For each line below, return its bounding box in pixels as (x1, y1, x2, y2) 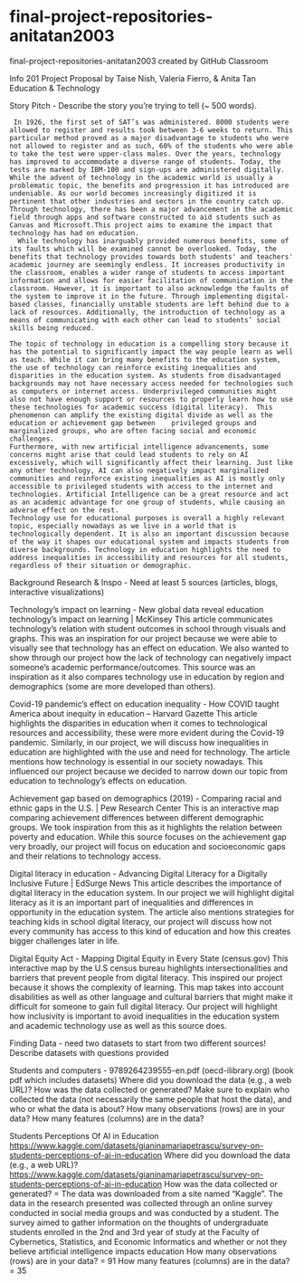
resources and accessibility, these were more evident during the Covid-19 (9, 727, 285, 738)
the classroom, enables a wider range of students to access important (9, 268, 285, 277)
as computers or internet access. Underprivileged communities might (9, 386, 278, 395)
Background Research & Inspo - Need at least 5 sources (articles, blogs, (9, 576, 279, 587)
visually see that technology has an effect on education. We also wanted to (9, 642, 290, 653)
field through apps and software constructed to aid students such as (9, 213, 281, 222)
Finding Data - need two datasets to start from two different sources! (9, 1038, 267, 1049)
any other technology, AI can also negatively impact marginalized (9, 466, 270, 475)
